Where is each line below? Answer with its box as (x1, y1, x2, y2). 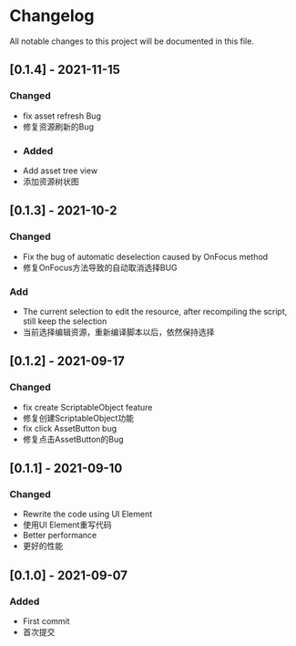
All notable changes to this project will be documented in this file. (9, 36, 255, 47)
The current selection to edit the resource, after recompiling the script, (22, 306, 288, 317)
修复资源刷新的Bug (22, 120, 94, 132)
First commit (22, 615, 70, 626)
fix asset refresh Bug (22, 110, 102, 121)
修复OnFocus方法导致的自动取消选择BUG (22, 262, 178, 273)
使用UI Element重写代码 (22, 519, 112, 530)
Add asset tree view (22, 165, 98, 176)
